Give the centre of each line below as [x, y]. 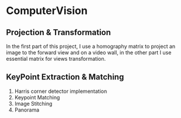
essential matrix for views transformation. [56, 59]
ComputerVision [47, 11]
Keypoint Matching [37, 97]
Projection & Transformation [58, 32]
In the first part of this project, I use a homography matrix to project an [91, 46]
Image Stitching [33, 103]
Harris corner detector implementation [61, 91]
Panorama [27, 110]
